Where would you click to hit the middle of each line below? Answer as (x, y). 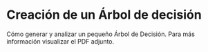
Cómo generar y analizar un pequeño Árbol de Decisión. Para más (101, 34)
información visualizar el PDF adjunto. (60, 41)
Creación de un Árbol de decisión (104, 15)
